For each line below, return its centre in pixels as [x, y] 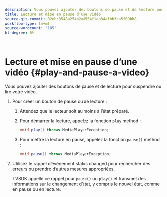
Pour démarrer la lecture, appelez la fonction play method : [80, 121]
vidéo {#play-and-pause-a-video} [77, 73]
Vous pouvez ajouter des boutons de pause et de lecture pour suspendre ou [83, 86]
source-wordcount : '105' [31, 28]
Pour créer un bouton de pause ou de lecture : [60, 101]
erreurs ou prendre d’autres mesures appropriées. [64, 169]
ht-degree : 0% [20, 33]
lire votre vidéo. [21, 92]
